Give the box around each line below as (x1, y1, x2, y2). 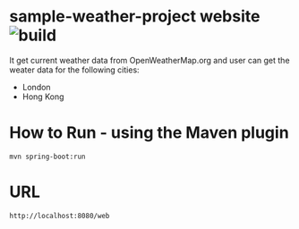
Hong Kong (21, 91, 64, 102)
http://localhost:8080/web (9, 211, 110, 220)
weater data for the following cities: (9, 64, 141, 75)
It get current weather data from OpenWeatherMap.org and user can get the (9, 55, 290, 65)
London (21, 81, 51, 92)
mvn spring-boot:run (9, 152, 87, 161)
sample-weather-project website (9, 6, 261, 27)
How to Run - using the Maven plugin (9, 123, 289, 143)
